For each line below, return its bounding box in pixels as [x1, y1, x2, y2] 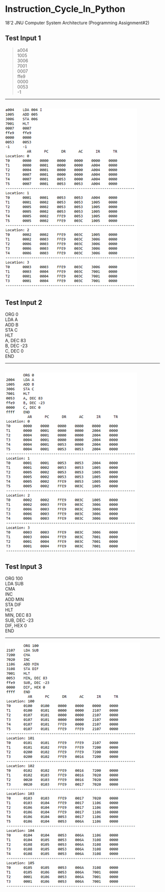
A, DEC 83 [5, 337, 26, 343]
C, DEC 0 [5, 348, 24, 354]
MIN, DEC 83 [5, 612, 31, 618]
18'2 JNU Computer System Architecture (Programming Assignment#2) [5, 20, 150, 26]
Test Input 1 [5, 34, 41, 42]
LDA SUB [5, 581, 24, 587]
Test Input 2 [5, 298, 43, 307]
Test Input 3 [5, 562, 43, 571]
